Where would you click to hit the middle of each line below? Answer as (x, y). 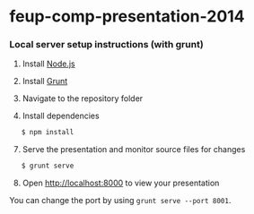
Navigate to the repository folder (83, 98)
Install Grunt (45, 81)
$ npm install (48, 133)
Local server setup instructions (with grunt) (106, 45)
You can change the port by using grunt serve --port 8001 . (120, 201)
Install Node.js (48, 64)
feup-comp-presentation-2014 (127, 17)
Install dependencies (61, 116)
